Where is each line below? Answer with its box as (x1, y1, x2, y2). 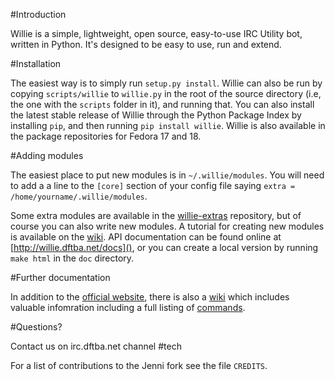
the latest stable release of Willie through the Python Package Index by (10, 109, 302, 121)
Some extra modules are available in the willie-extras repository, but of (10, 210, 302, 221)
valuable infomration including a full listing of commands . (10, 302, 246, 313)
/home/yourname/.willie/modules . (10, 190, 148, 202)
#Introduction (10, 9, 67, 20)
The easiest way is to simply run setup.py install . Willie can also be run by (10, 77, 323, 89)
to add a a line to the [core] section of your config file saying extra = (10, 180, 296, 191)
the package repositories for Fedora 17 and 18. (10, 130, 202, 142)
